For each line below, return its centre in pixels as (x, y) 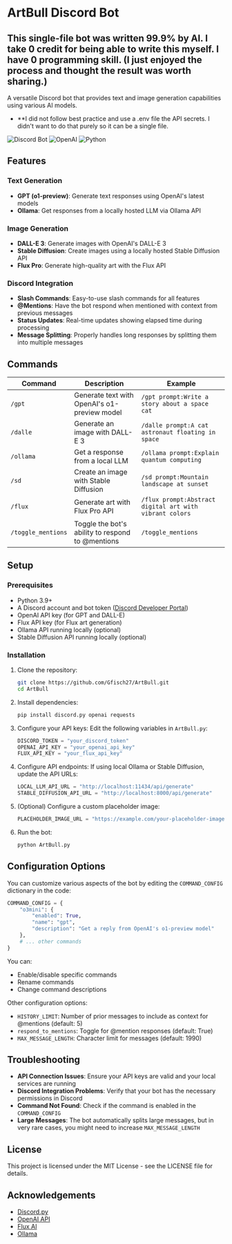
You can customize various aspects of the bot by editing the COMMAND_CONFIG (115, 883)
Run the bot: (35, 832)
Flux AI (27, 1227)
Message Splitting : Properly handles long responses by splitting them (117, 335)
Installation (27, 655)
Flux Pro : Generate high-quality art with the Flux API (91, 265)
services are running (46, 1084)
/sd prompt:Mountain (175, 477)
